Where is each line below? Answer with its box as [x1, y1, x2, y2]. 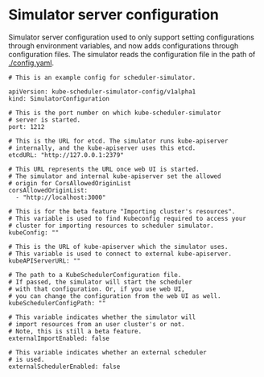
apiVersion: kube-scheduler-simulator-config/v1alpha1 [8, 87, 196, 96]
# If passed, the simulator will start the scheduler [8, 278, 193, 286]
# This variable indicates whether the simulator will [8, 313, 196, 321]
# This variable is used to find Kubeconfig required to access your [8, 214, 247, 222]
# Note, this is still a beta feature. [8, 327, 142, 335]
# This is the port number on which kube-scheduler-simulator [8, 109, 221, 117]
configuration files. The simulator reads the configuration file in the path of [8, 49, 256, 59]
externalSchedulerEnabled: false [8, 362, 121, 371]
